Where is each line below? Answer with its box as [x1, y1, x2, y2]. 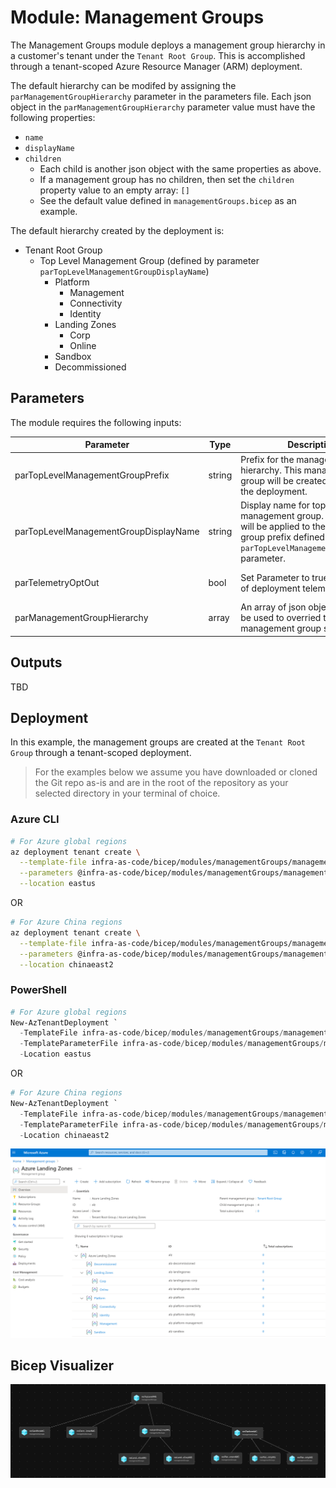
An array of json [240, 601, 307, 613]
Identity [69, 307, 102, 320]
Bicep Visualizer [10, 1357, 115, 1375]
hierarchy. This [240, 464, 302, 476]
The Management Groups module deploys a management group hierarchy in [10, 39, 326, 51]
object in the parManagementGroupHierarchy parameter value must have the [10, 101, 316, 113]
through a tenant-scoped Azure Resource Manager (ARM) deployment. [10, 60, 303, 72]
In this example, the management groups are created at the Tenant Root [10, 736, 307, 748]
